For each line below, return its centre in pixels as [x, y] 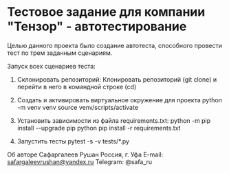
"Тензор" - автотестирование [97, 26]
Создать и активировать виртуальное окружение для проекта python [119, 100]
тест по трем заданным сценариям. [60, 53]
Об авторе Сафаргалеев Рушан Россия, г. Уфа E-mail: [85, 154]
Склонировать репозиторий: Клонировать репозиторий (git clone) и [117, 79]
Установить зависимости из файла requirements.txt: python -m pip [114, 120]
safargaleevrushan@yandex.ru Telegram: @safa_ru [80, 161]
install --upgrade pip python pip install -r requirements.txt [99, 128]
